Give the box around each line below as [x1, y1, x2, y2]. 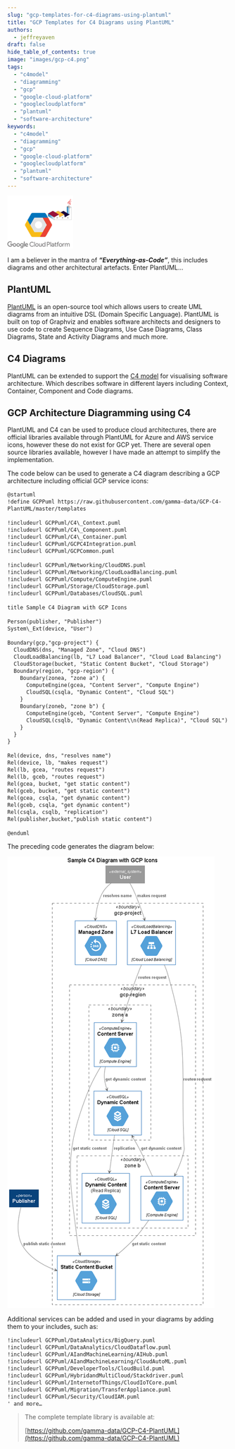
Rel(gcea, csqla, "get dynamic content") [7, 794, 131, 802]
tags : [7, 63, 23, 71]
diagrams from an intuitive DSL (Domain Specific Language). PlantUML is [7, 310, 220, 318]
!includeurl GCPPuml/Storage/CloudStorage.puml [7, 583, 150, 590]
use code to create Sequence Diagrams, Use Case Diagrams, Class [7, 325, 203, 333]
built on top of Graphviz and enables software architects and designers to [7, 317, 221, 326]
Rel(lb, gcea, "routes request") [7, 766, 106, 774]
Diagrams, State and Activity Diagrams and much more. [7, 332, 168, 341]
